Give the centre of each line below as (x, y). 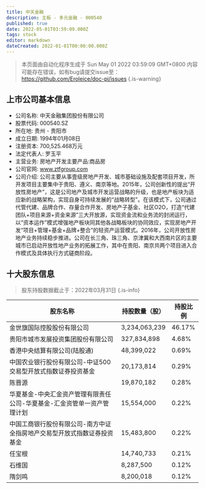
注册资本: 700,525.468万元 (49, 146)
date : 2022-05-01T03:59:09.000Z (47, 29)
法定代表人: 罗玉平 (38, 153)
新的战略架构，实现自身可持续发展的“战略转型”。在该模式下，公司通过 (109, 199)
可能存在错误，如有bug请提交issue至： (70, 72)
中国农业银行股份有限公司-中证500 (60, 362)
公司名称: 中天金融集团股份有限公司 (59, 115)
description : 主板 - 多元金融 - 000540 (54, 18)
